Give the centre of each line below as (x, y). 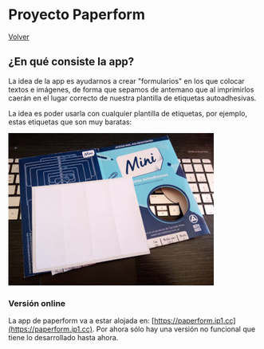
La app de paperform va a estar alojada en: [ (81, 321)
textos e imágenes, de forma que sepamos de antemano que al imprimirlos (131, 89)
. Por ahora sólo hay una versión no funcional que (174, 329)
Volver (19, 37)
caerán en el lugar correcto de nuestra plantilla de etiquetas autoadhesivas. (132, 98)
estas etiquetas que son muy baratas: (70, 122)
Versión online (37, 303)
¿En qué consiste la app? (71, 62)
